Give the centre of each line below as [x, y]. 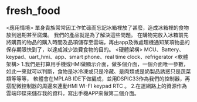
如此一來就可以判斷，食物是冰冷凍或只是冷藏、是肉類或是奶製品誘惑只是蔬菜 [98, 71]
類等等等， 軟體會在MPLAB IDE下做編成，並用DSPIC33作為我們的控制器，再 [98, 78]
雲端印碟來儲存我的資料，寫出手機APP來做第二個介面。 [73, 93]
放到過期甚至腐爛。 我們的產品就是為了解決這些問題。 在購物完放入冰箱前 [95, 35]
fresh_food [33, 11]
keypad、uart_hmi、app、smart [45, 57]
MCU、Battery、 [164, 49]
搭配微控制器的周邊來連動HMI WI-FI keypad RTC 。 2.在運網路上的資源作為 [97, 86]
